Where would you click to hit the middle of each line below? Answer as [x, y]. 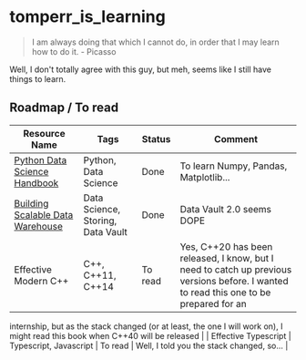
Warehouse [39, 226]
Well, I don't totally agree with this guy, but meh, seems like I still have [140, 69]
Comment [235, 139]
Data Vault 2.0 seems [225, 209]
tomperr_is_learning [87, 17]
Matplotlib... [205, 177]
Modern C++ [41, 281]
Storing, [100, 221]
